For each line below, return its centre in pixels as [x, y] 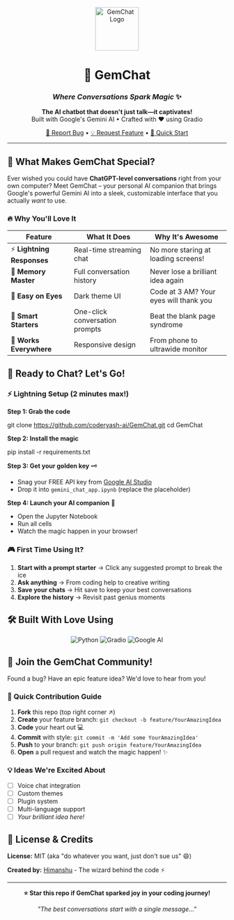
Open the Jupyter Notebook [57, 516]
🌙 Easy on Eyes [37, 296]
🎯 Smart [24, 316]
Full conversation [102, 271]
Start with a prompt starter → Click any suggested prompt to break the [120, 567]
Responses [30, 260]
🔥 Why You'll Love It [42, 219]
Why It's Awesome [186, 237]
